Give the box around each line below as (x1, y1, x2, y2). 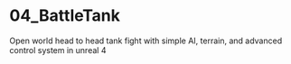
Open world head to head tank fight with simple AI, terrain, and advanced (9, 35, 283, 46)
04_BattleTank (9, 5, 120, 26)
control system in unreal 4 (9, 44, 107, 55)
